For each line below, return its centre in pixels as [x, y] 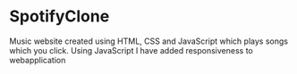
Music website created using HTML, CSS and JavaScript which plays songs [149, 41]
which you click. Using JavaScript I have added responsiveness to [131, 50]
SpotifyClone [59, 16]
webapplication [38, 60]
